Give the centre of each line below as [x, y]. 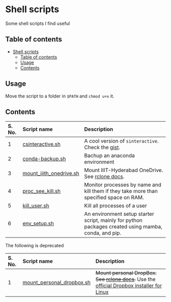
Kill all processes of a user [116, 206]
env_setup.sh [38, 223]
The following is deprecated [35, 246]
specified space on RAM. [114, 197]
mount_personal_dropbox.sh [56, 283]
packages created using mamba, [123, 227]
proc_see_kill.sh [42, 191]
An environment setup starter [119, 214]
